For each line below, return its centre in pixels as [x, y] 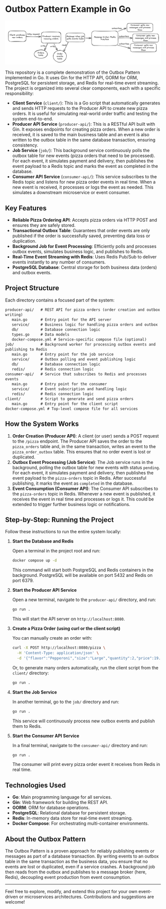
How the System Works [42, 424]
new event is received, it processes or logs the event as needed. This [83, 187]
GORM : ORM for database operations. [51, 808]
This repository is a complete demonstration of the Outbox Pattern [73, 72]
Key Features [26, 208]
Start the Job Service [35, 692]
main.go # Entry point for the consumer [59, 384]
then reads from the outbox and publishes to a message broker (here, [76, 872]
